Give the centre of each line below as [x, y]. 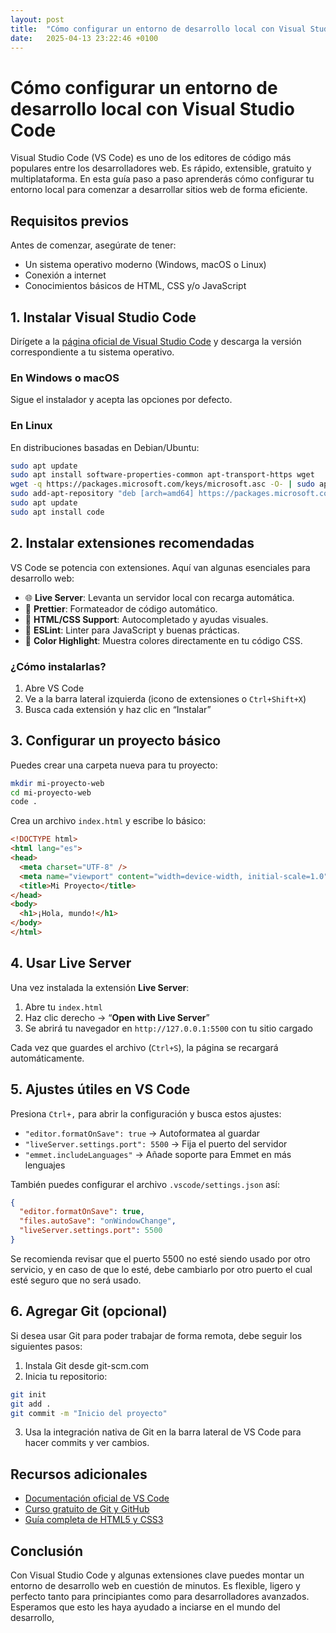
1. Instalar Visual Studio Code [103, 317]
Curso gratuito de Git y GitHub [87, 1509]
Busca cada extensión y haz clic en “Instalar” [118, 709]
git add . [31, 1404]
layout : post [37, 19]
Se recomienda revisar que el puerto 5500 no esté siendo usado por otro [160, 1258]
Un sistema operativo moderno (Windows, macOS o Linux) [145, 265]
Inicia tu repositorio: [66, 1376]
